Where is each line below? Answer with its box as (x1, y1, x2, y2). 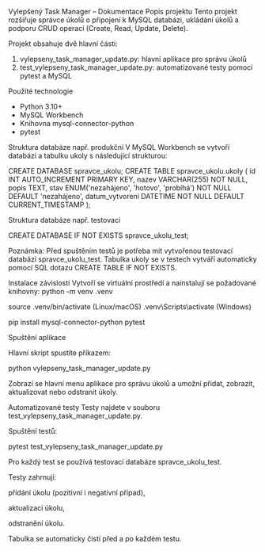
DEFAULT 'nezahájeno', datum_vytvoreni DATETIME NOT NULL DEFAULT (8, 192, 245, 201)
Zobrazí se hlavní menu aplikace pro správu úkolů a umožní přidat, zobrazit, (8, 379, 256, 388)
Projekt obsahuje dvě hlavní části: (8, 39, 118, 48)
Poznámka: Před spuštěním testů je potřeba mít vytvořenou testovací (8, 246, 233, 255)
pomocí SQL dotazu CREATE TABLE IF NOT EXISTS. (8, 263, 177, 272)
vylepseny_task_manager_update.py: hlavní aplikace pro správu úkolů (19, 55, 247, 63)
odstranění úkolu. (8, 518, 65, 528)
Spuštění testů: (8, 427, 58, 435)
